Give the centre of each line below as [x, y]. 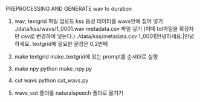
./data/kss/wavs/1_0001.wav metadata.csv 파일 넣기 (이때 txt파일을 [96, 29]
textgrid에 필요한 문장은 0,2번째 [70, 44]
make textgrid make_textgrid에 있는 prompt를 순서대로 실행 [86, 56]
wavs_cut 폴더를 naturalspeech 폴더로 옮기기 [69, 93]
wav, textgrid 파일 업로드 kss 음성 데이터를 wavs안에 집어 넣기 [89, 21]
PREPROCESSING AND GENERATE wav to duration [69, 9]
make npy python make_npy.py [53, 69]
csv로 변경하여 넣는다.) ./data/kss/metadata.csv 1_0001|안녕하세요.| [103, 36]
